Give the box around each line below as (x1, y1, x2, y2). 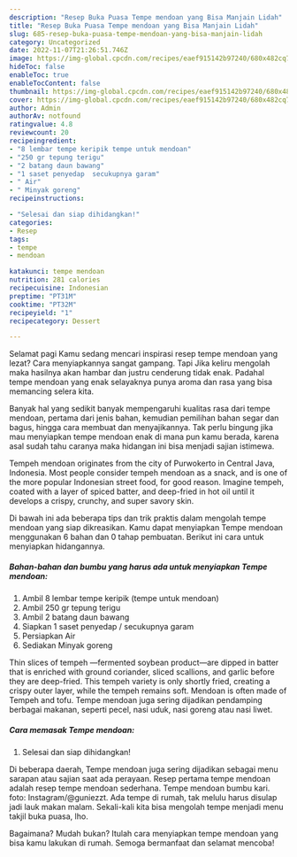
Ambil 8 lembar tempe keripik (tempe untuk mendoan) (21, 593, 219, 604)
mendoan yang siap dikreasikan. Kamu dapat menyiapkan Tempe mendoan (9, 522, 284, 533)
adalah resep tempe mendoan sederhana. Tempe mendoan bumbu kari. (9, 783, 270, 793)
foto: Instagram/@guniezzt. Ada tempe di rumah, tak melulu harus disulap (9, 792, 278, 803)
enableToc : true (9, 71, 69, 80)
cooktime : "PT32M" (9, 300, 77, 309)
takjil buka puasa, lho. (9, 811, 88, 822)
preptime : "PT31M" (9, 291, 77, 301)
